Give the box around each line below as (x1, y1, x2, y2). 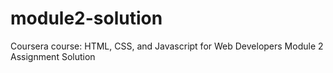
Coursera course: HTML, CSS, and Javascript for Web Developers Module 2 (10, 40, 324, 52)
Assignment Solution (10, 50, 96, 62)
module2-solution (10, 7, 163, 30)
